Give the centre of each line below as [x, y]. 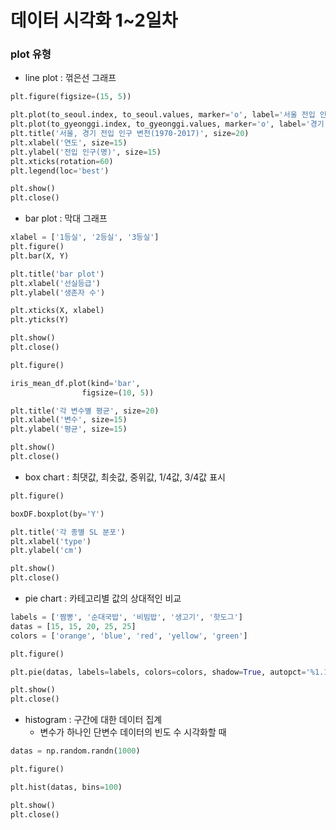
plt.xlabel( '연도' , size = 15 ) [69, 142]
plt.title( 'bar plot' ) [57, 274]
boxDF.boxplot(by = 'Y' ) [57, 514]
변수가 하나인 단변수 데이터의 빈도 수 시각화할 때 [133, 732]
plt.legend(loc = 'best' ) [60, 171]
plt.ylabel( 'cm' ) [46, 551]
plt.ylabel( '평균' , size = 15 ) [69, 429]
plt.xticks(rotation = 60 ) [62, 161]
